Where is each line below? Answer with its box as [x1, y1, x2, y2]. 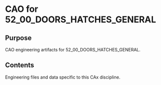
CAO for [5, 3, 38, 15]
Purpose [5, 34, 32, 42]
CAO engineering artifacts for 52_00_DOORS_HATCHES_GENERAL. [5, 47, 141, 52]
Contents [5, 61, 34, 70]
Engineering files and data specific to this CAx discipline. [5, 74, 121, 80]
